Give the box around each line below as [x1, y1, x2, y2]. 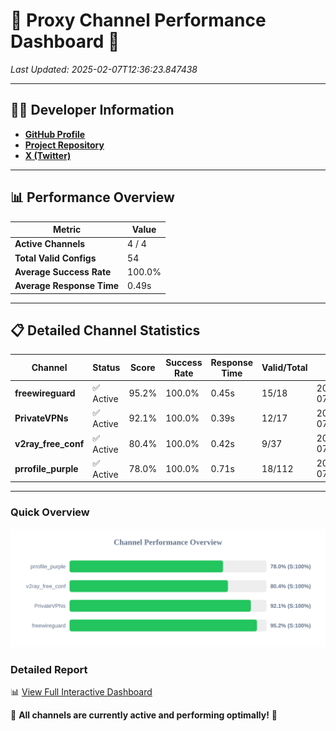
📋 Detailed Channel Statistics [10, 322, 201, 339]
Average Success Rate [14, 265, 112, 278]
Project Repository [24, 139, 105, 151]
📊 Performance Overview [10, 189, 175, 206]
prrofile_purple [14, 462, 79, 474]
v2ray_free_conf [14, 437, 85, 449]
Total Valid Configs [14, 252, 97, 264]
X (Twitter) [24, 149, 72, 161]
